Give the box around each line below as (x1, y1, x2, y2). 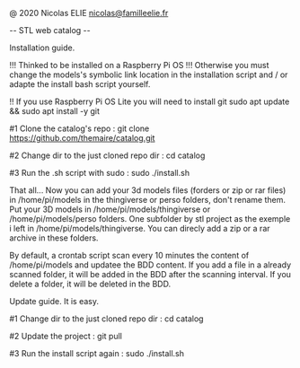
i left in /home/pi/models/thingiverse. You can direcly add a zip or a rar (9, 223, 271, 233)
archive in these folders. (9, 232, 99, 243)
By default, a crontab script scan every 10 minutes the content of (9, 250, 250, 260)
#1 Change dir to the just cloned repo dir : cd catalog (9, 313, 204, 324)
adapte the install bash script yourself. (9, 79, 151, 89)
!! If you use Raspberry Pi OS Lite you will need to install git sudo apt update (9, 96, 290, 107)
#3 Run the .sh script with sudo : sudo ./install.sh (9, 168, 190, 178)
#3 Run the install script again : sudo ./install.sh (9, 348, 185, 358)
